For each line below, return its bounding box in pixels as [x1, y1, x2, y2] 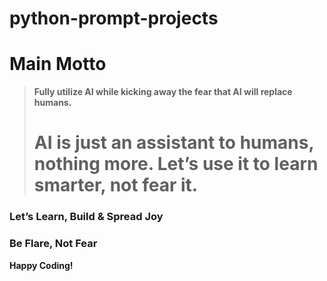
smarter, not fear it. [33, 174, 199, 197]
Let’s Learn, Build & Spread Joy [9, 210, 164, 224]
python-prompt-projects [9, 7, 219, 30]
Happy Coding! [9, 259, 74, 271]
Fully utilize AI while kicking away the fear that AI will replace [33, 86, 293, 98]
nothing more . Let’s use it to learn [33, 153, 319, 176]
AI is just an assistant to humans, [33, 132, 314, 154]
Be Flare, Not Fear [9, 237, 98, 251]
